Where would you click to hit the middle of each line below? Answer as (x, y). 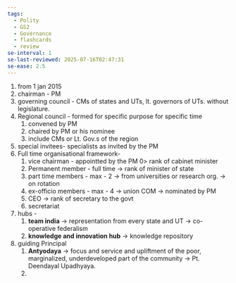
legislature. (34, 108)
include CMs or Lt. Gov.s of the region (83, 139)
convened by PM (52, 123)
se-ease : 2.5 (26, 66)
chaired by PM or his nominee (71, 131)
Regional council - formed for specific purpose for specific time (110, 116)
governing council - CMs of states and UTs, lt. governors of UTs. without (123, 101)
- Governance (33, 33)
